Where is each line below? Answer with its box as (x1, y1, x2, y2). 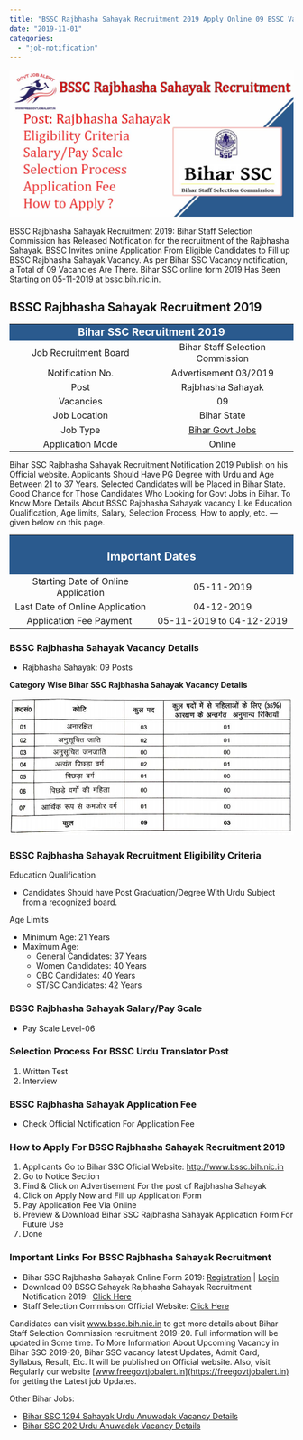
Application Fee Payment (26, 615, 133, 627)
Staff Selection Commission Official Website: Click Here (22, 1300, 230, 1311)
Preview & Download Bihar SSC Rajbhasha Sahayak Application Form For (22, 1210, 294, 1221)
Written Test (22, 1065, 69, 1076)
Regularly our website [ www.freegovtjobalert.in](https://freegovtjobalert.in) (9, 1366, 289, 1377)
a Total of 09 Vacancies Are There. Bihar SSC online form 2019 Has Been (9, 264, 281, 274)
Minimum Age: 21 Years (22, 932, 111, 943)
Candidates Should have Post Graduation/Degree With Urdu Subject (22, 887, 276, 898)
